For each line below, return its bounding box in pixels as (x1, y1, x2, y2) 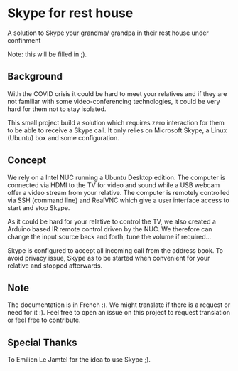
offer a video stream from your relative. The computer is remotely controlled (7, 188, 230, 197)
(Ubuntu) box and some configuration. (7, 133, 119, 142)
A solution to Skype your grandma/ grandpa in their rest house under (7, 28, 210, 37)
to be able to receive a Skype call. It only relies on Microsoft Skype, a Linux (7, 126, 227, 135)
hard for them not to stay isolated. (7, 105, 107, 113)
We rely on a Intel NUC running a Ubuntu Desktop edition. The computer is (7, 173, 226, 182)
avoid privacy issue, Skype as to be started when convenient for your (7, 254, 210, 262)
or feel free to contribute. (7, 315, 81, 325)
